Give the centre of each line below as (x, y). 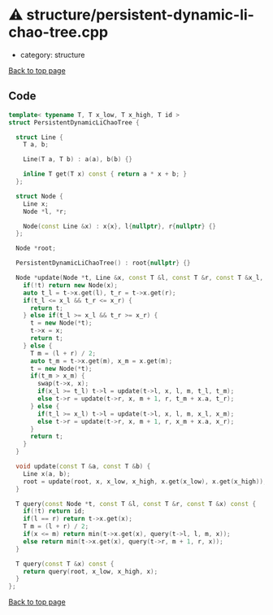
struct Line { (39, 137)
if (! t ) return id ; (54, 511)
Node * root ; (36, 249)
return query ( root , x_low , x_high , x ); (91, 571)
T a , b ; (36, 145)
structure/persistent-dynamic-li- (140, 15)
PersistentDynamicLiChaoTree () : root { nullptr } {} (103, 263)
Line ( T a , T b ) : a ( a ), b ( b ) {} (78, 159)
